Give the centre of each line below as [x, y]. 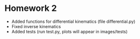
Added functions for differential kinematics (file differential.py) [73, 21]
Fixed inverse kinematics [36, 26]
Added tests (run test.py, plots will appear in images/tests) [70, 31]
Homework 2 [31, 8]
